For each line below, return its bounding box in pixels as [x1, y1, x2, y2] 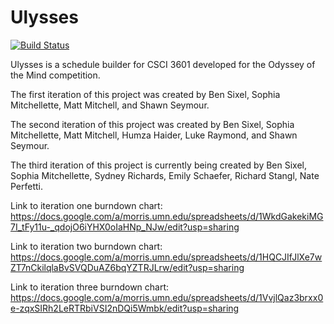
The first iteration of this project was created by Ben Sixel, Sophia [10, 88, 281, 100]
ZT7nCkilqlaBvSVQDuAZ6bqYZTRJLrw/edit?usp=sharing [10, 261, 245, 273]
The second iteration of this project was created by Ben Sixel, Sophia [10, 118, 295, 130]
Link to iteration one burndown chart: [10, 199, 163, 211]
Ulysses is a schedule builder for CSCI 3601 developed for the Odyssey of [10, 58, 316, 70]
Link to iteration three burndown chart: [10, 281, 170, 293]
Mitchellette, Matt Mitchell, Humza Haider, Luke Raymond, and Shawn [10, 129, 298, 141]
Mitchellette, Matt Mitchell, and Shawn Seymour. [10, 99, 210, 111]
